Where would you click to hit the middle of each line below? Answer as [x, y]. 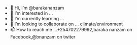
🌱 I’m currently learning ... [37, 18]
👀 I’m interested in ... [31, 13]
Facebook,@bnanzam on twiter [43, 37]
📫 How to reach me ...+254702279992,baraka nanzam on [71, 30]
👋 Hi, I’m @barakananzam [37, 8]
